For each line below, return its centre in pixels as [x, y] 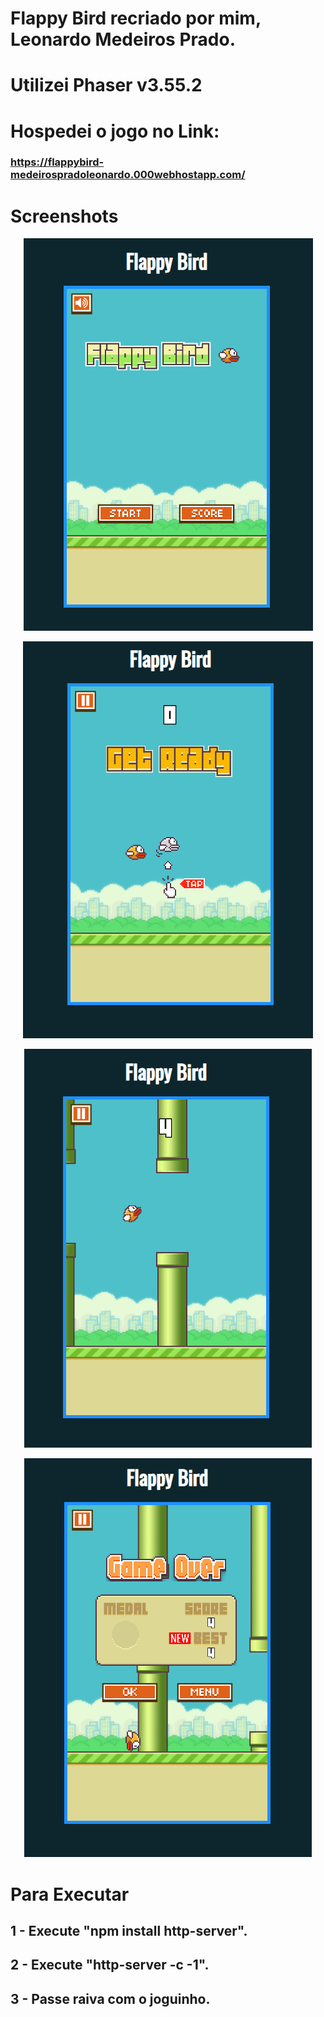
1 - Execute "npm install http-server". [129, 1931]
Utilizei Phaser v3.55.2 [106, 85]
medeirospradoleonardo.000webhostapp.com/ [128, 175]
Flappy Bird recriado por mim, [136, 18]
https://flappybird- [57, 162]
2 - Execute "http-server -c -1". [110, 1965]
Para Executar [70, 1894]
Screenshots [64, 216]
